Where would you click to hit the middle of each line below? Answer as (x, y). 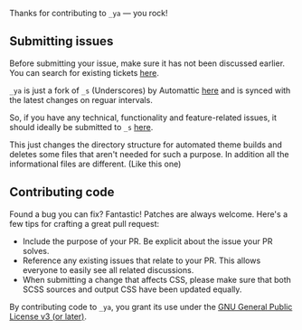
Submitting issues (61, 41)
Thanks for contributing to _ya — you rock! (89, 13)
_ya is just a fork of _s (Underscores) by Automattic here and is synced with (150, 90)
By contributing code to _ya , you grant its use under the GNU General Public (151, 306)
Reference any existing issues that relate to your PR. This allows (142, 260)
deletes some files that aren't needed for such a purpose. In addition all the (149, 154)
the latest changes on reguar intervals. (81, 99)
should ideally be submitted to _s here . (81, 127)
